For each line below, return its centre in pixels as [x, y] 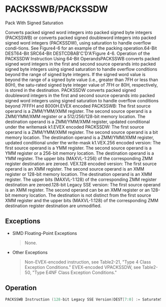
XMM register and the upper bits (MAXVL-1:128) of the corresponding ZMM [82, 200]
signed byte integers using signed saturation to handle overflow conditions [81, 69]
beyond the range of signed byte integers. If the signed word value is [75, 74]
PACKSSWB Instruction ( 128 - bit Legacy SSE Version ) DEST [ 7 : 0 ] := [73, 299]
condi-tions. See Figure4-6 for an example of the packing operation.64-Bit [81, 48]
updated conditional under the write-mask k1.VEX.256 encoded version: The [83, 142]
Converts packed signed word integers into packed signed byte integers [79, 32]
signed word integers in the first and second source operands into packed [81, 64]
